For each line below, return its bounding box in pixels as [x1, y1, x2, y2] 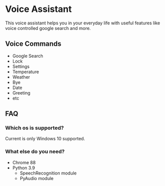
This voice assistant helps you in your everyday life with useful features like [5, 20, 161, 26]
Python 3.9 [12, 165, 35, 171]
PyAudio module [19, 175, 54, 181]
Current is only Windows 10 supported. [5, 136, 85, 142]
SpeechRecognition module [19, 170, 77, 176]
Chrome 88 [12, 159, 36, 165]
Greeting [12, 90, 31, 95]
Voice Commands [5, 40, 61, 48]
